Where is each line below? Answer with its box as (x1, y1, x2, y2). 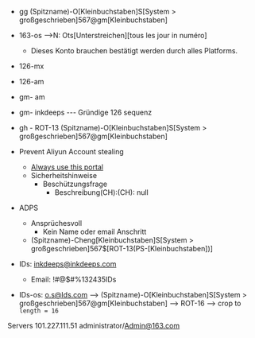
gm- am (18, 92, 45, 102)
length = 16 (18, 307, 59, 315)
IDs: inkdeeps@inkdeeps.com (18, 259, 117, 269)
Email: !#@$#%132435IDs (30, 274, 117, 284)
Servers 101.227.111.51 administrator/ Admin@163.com (7, 321, 180, 330)
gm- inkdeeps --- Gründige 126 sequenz (18, 107, 153, 117)
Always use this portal (30, 162, 104, 172)
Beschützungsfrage (42, 179, 108, 188)
